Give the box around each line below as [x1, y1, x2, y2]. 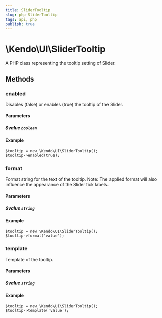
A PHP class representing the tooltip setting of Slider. [5, 60, 116, 66]
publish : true [5, 21, 35, 27]
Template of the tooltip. [5, 256, 54, 262]
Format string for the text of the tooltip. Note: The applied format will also [5, 176, 157, 182]
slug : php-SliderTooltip [5, 12, 58, 17]
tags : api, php [5, 17, 37, 22]
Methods [5, 74, 34, 84]
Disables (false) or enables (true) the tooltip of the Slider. [5, 101, 124, 107]
